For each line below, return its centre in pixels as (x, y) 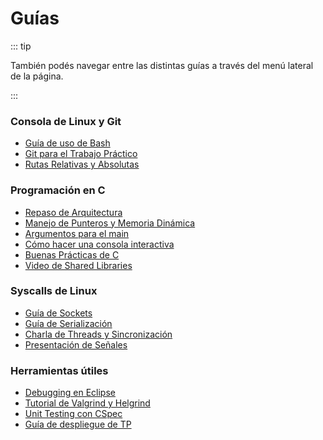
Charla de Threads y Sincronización (98, 334)
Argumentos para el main (77, 233)
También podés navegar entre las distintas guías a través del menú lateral (162, 65)
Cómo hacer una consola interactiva (99, 244)
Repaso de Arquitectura (73, 212)
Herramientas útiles (59, 370)
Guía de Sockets (58, 313)
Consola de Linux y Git (66, 121)
